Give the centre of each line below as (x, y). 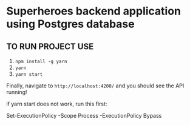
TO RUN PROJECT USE (50, 46)
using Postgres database (70, 24)
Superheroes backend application (93, 11)
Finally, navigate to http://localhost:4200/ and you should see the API (95, 86)
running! (17, 92)
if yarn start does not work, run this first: (57, 104)
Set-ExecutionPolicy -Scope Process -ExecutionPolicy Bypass (84, 116)
